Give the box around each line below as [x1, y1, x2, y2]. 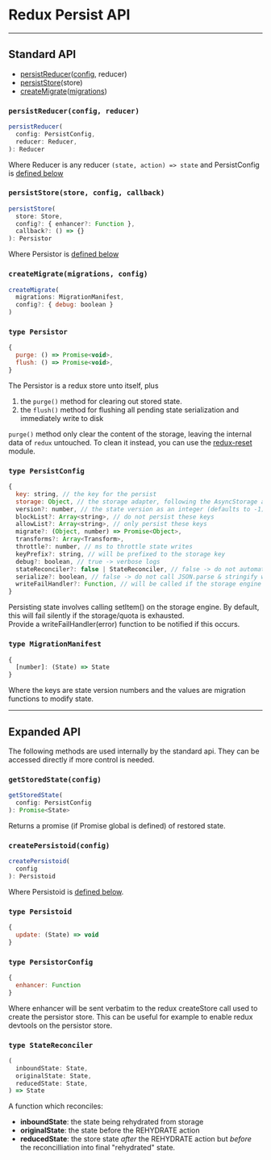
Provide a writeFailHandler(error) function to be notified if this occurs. [8, 620, 240, 629]
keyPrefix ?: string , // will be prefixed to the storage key [15, 550, 226, 558]
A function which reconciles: [8, 1101, 103, 1111]
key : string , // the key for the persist [15, 490, 157, 498]
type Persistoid [8, 907, 73, 916]
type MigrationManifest [8, 640, 102, 649]
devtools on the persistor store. [8, 1020, 113, 1030]
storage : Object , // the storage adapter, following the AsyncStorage [15, 498, 258, 506]
